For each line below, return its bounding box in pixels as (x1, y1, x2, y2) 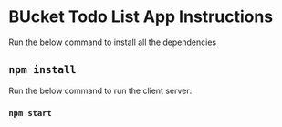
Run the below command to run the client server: (8, 85, 193, 96)
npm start (8, 108, 52, 118)
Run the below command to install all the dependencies (8, 37, 216, 48)
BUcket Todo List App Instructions (8, 6, 274, 27)
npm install (8, 63, 77, 77)
